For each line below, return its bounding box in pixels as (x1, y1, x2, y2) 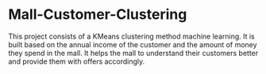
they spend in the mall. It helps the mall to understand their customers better (8, 48, 259, 57)
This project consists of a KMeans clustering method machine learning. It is (8, 31, 256, 41)
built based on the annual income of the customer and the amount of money (8, 39, 257, 49)
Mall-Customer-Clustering (8, 6, 187, 24)
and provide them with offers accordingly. (8, 57, 145, 66)
